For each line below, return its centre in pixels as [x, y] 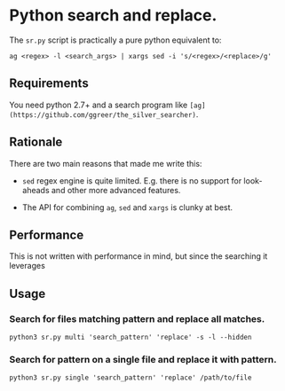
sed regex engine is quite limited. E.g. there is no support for [132, 180]
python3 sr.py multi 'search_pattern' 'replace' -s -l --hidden [131, 338]
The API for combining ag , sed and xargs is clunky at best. [127, 207]
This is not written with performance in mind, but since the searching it [139, 256]
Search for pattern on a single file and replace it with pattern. [143, 359]
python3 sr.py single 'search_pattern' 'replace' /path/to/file [131, 378]
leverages [28, 266]
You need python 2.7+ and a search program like [99, 105]
